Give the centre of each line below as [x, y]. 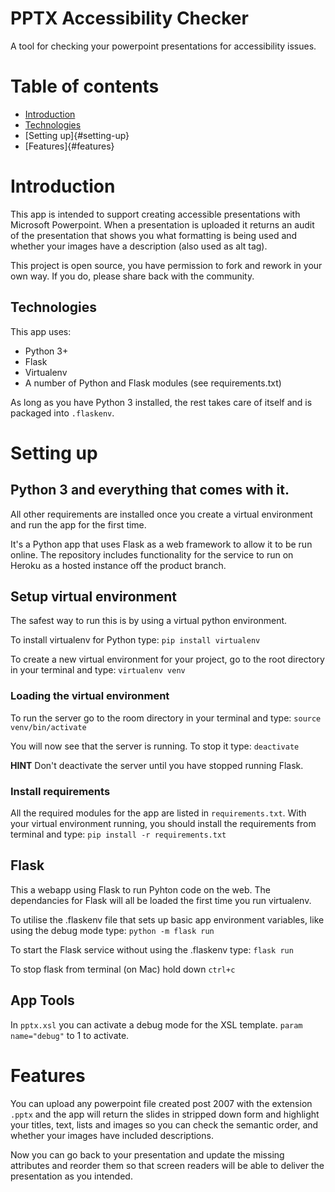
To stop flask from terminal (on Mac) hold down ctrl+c [123, 969]
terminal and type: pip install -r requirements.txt [118, 834]
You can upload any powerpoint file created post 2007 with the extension [161, 1103]
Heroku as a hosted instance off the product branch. [118, 565]
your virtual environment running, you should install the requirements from [163, 824]
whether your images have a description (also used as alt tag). [139, 246]
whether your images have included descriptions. [112, 1135]
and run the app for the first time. [78, 524]
